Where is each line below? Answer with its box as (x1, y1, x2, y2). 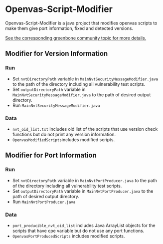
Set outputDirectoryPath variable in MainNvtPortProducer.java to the (12, 188, 154, 194)
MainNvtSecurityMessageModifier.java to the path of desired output (12, 91, 151, 98)
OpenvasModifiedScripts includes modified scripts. (12, 136, 115, 143)
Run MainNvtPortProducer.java (12, 199, 76, 205)
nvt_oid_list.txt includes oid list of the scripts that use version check (12, 126, 158, 132)
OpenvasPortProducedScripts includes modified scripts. (12, 233, 125, 239)
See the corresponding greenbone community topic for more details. (5, 35, 147, 41)
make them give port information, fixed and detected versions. (5, 25, 134, 31)
